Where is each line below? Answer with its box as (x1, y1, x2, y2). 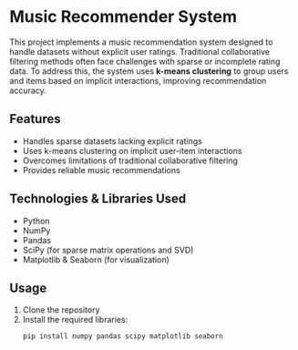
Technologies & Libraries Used (9, 191, 187, 207)
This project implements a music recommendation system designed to (9, 36, 273, 47)
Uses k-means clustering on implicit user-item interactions (22, 145, 242, 156)
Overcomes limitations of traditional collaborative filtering (22, 155, 239, 166)
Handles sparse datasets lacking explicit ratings (22, 135, 202, 147)
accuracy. (9, 85, 47, 96)
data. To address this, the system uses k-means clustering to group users (9, 66, 289, 77)
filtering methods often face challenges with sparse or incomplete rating (9, 56, 281, 67)
